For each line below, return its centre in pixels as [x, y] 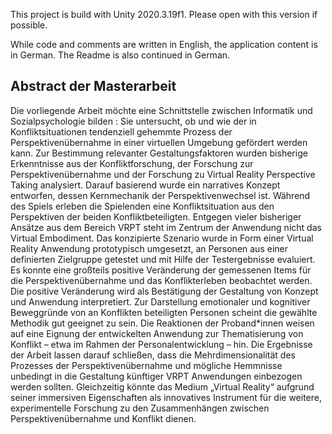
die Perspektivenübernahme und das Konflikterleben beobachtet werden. [161, 280]
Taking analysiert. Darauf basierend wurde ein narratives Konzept [145, 185]
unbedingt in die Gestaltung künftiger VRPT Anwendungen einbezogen [156, 376]
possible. [29, 25]
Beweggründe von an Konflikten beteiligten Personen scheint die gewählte [164, 312]
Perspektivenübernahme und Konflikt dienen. [103, 418]
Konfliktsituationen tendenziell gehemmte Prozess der [121, 131]
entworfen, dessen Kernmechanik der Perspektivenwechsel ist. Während [160, 195]
